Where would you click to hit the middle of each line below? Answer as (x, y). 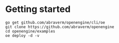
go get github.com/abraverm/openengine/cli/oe (55, 22)
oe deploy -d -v (22, 35)
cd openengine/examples (30, 31)
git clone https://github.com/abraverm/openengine (60, 27)
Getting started (38, 9)
